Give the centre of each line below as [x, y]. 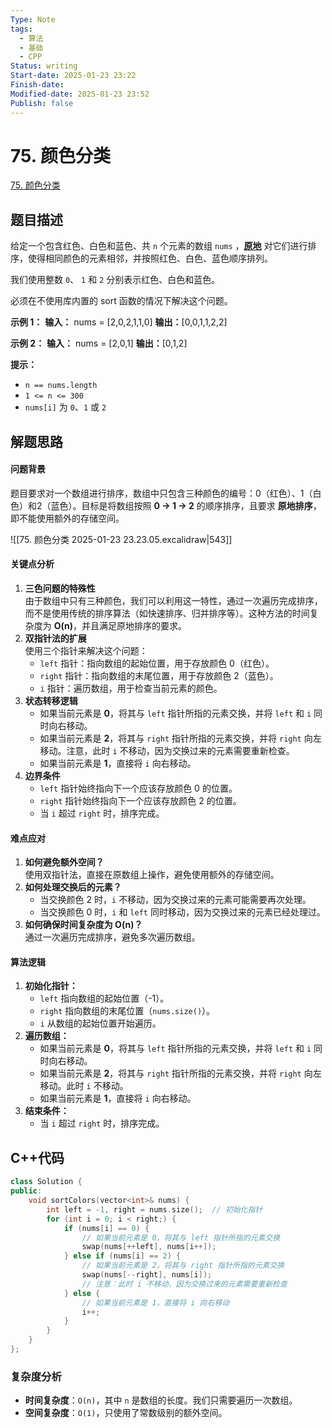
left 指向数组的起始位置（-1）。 [104, 998]
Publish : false [42, 103]
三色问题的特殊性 [60, 588]
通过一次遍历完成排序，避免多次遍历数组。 [112, 937]
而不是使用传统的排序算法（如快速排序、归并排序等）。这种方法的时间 [167, 613]
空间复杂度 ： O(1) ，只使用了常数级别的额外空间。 [126, 1413]
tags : [21, 29]
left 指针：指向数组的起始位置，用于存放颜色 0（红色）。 [157, 663]
